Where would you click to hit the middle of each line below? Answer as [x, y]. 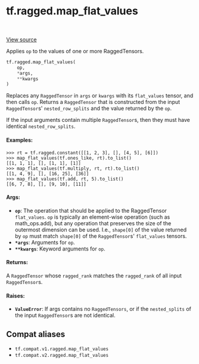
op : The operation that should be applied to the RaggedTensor [91, 210]
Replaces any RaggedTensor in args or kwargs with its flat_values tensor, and [100, 96]
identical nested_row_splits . [41, 126]
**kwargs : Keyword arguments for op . [60, 249]
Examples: [19, 140]
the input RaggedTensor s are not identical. [65, 316]
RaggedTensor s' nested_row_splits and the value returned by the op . [89, 108]
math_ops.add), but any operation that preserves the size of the [93, 223]
